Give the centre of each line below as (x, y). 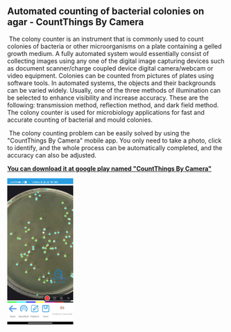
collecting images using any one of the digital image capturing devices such (116, 61)
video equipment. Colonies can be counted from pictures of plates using (111, 75)
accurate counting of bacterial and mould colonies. (80, 120)
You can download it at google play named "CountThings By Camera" (109, 168)
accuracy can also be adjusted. (52, 155)
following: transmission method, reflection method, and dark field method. (113, 105)
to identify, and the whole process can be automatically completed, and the (115, 147)
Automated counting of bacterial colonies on (106, 11)
